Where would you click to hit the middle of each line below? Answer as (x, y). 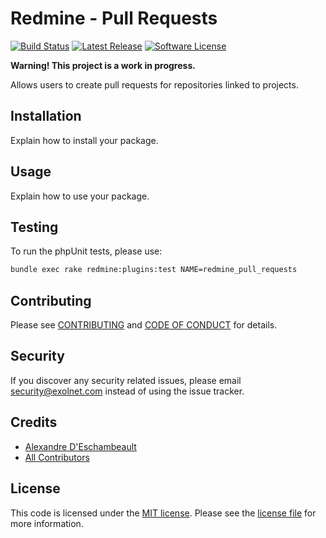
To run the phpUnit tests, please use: (86, 251)
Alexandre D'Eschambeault (80, 446)
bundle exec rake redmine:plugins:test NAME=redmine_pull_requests (154, 270)
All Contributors (57, 457)
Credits (34, 422)
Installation (46, 116)
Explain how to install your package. (84, 140)
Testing (34, 227)
